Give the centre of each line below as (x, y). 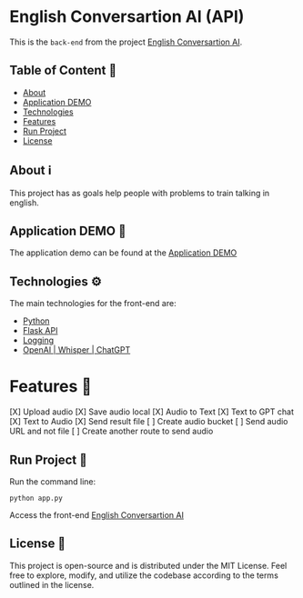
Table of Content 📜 (63, 70)
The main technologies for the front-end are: (93, 304)
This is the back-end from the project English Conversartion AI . (126, 42)
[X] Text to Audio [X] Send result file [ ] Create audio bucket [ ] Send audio (149, 422)
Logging (38, 340)
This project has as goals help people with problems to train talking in (140, 193)
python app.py (36, 498)
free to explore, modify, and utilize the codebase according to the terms (144, 575)
